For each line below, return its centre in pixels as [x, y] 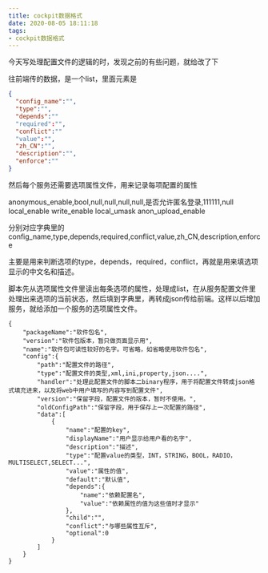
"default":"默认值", [98, 479]
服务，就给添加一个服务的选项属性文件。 [75, 309]
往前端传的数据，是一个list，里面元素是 [73, 79]
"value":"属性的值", [97, 471]
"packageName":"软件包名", [65, 332]
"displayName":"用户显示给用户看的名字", [129, 438]
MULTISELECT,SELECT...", [50, 462]
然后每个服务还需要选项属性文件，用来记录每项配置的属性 [103, 184]
